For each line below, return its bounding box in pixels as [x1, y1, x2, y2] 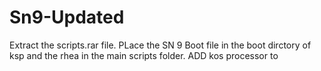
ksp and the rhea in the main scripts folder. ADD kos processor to [9, 49, 279, 61]
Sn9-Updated [9, 6, 125, 29]
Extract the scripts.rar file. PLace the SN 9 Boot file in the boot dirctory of [9, 39, 312, 51]
